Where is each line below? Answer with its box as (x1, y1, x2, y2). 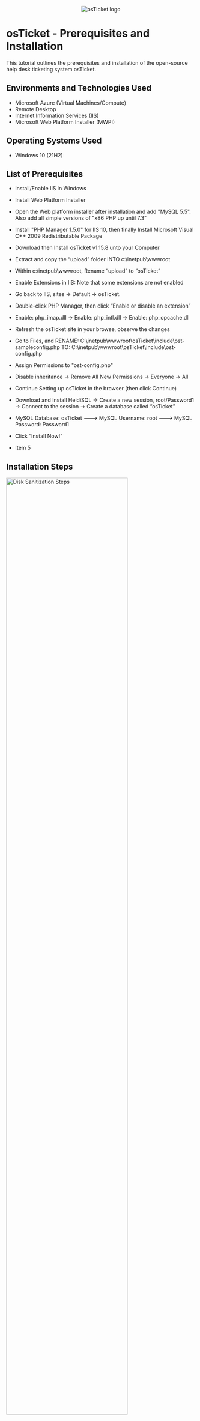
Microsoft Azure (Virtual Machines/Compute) (14, 99, 127, 106)
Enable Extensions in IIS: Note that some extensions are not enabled (14, 279, 184, 286)
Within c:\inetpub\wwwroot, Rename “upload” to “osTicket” (14, 267, 161, 274)
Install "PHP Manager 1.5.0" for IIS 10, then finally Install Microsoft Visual (14, 226, 194, 234)
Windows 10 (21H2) (14, 151, 63, 159)
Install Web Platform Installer (14, 196, 86, 204)
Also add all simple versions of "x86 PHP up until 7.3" (14, 214, 147, 222)
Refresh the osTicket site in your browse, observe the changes (14, 326, 170, 333)
